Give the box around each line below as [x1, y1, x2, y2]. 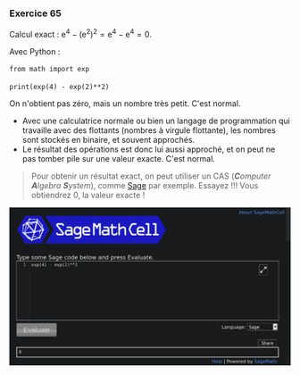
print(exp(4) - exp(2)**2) [9, 82, 110, 91]
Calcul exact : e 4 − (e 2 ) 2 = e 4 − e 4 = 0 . [9, 28, 152, 39]
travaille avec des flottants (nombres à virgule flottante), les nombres [21, 124, 277, 136]
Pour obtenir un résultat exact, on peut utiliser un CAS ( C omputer [30, 171, 271, 181]
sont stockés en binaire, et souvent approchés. [21, 134, 196, 145]
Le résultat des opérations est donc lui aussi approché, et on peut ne [21, 144, 276, 154]
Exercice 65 [9, 7, 62, 20]
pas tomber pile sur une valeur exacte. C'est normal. [21, 153, 216, 163]
